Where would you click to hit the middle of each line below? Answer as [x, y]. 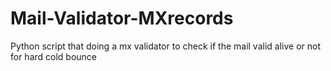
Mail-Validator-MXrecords [122, 18]
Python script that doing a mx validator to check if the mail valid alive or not [165, 46]
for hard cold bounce [54, 56]
